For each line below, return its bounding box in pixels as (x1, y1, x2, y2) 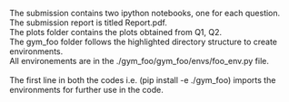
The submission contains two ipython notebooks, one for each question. (9, 8, 281, 18)
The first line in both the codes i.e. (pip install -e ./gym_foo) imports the (9, 75, 276, 85)
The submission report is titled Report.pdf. (9, 17, 168, 28)
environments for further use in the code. (9, 85, 164, 95)
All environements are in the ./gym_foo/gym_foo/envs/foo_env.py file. (9, 56, 270, 66)
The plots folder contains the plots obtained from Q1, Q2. (9, 27, 223, 37)
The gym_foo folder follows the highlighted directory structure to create (9, 36, 278, 47)
